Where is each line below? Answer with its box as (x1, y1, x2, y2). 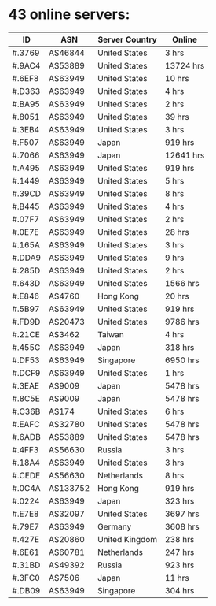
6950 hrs (164, 355, 200, 366)
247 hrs (164, 546, 195, 557)
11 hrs (164, 572, 190, 583)
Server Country (97, 34, 157, 45)
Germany (97, 521, 132, 532)
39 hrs (164, 111, 190, 122)
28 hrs (164, 226, 190, 237)
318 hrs (164, 341, 195, 352)
